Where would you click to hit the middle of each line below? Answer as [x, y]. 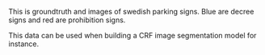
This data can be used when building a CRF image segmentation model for [132, 35]
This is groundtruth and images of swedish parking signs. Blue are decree [131, 12]
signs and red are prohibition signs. [67, 20]
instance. [24, 44]
